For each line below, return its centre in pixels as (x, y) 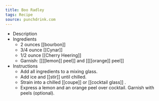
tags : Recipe (19, 15)
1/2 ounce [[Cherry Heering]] (51, 55)
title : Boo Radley (25, 10)
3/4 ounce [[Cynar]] (41, 50)
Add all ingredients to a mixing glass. (59, 72)
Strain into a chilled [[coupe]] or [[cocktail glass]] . (73, 82)
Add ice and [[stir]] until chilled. (53, 77)
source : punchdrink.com (31, 19)
